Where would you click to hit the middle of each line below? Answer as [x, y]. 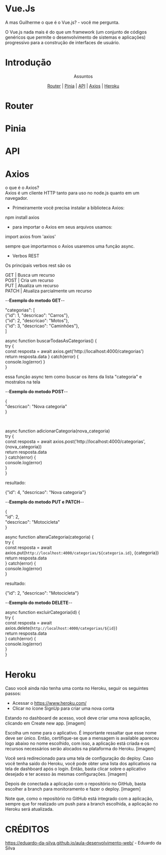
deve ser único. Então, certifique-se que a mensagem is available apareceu [82, 738]
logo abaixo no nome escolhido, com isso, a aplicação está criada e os [77, 743]
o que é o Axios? [22, 188]
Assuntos [83, 76]
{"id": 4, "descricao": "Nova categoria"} [46, 492]
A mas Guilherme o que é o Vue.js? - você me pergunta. [62, 22]
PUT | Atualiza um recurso [32, 286]
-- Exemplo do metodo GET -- [35, 301]
